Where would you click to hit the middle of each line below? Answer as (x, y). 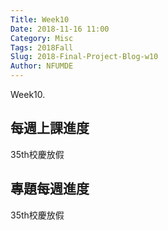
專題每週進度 (50, 189)
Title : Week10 (40, 19)
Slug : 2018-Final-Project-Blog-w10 (84, 57)
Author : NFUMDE (42, 66)
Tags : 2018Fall (42, 47)
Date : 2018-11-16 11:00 (60, 29)
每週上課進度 (50, 128)
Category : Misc (42, 38)
